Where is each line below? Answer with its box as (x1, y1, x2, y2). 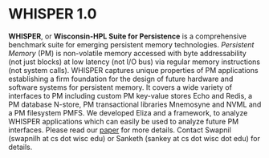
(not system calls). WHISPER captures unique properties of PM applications (8, 65, 259, 75)
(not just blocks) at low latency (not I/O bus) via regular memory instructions (8, 57, 261, 67)
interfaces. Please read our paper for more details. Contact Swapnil (8, 125, 231, 135)
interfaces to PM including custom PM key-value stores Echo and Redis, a (8, 91, 253, 100)
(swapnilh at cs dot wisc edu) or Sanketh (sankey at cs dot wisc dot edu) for (8, 133, 261, 143)
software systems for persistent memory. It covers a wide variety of (8, 82, 233, 92)
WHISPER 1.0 (8, 5, 97, 23)
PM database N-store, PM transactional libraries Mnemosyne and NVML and (8, 99, 262, 109)
